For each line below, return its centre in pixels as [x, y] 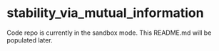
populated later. [30, 40]
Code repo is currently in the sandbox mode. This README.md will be [109, 33]
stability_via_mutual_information [105, 13]
